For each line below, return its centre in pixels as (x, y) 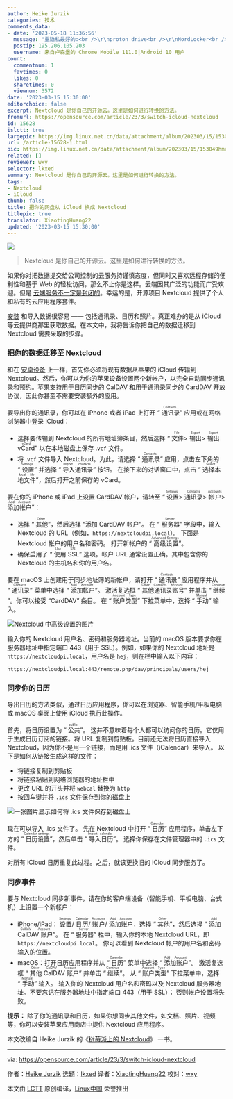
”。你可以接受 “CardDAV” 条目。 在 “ (60, 600)
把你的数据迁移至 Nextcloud (54, 353)
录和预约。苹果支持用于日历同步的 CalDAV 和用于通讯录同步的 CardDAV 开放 (116, 387)
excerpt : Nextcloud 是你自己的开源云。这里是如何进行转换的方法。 (94, 110)
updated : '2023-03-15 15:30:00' (54, 226)
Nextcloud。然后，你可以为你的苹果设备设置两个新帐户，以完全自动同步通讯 (116, 378)
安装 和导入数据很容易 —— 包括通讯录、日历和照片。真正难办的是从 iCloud (114, 316)
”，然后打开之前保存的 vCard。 (80, 479)
